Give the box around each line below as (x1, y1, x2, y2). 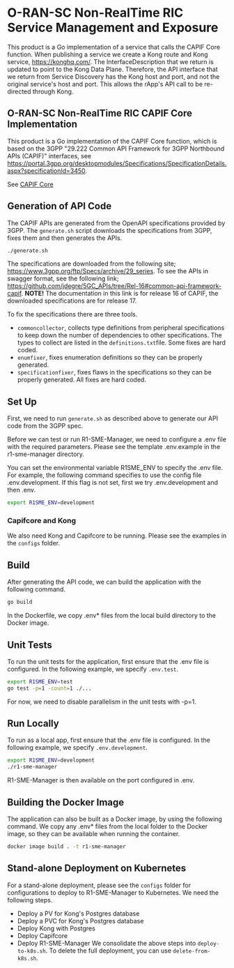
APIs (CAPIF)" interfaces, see (7, 151, 92, 160)
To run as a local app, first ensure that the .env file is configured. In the (7, 736, 210, 744)
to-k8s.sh (17, 947, 47, 955)
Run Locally (7, 718, 59, 729)
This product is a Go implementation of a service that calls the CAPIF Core (7, 43, 221, 51)
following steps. (7, 895, 53, 904)
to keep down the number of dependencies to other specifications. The (17, 331, 222, 340)
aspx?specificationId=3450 (7, 166, 86, 175)
